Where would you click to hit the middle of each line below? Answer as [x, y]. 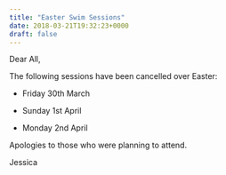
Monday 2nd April [55, 128]
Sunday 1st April [52, 111]
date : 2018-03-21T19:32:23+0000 [69, 26]
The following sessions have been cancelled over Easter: [113, 76]
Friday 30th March [56, 93]
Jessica [24, 163]
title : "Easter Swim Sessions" [67, 17]
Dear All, [25, 60]
